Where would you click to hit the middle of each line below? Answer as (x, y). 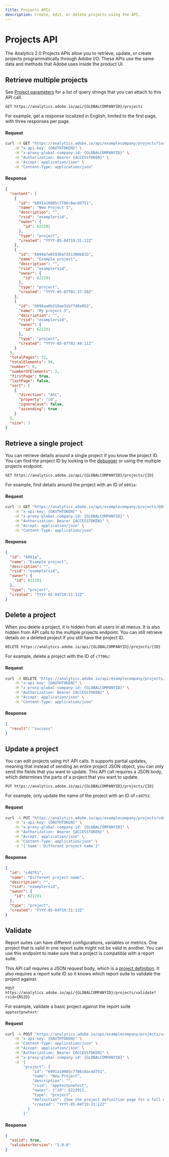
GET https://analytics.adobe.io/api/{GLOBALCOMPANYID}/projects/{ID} (80, 476)
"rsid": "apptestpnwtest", (60, 1086)
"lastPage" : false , (30, 381)
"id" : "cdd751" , (27, 873)
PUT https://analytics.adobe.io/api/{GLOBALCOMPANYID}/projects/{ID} (80, 786)
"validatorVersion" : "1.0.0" (40, 1145)
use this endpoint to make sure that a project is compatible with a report (80, 953)
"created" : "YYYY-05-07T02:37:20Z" (56, 292)
